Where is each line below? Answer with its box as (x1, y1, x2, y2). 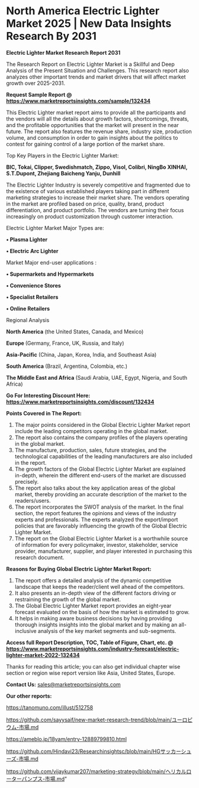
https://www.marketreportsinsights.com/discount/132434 (6, 398, 155, 405)
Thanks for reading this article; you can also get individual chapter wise (6, 663, 181, 670)
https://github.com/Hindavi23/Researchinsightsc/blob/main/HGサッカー (6, 748, 182, 755)
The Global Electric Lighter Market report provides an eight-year (14, 602, 172, 609)
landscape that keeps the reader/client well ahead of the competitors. (14, 583, 185, 590)
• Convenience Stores (6, 282, 61, 289)
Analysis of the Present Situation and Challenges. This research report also (6, 67, 190, 74)
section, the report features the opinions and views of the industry (14, 509, 176, 516)
